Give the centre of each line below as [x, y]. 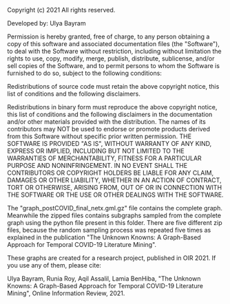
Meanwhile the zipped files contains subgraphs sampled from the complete [114, 215]
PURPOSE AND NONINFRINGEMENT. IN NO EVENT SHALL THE [97, 165]
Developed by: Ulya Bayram [46, 23]
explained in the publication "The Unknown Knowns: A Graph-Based [104, 237]
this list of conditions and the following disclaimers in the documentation [110, 114]
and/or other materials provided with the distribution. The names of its [107, 122]
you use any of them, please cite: [54, 265]
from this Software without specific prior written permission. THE [99, 136]
